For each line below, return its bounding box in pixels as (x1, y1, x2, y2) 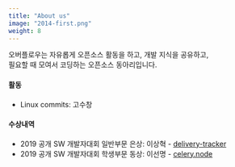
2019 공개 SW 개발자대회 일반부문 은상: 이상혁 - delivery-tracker (19, 139, 227, 148)
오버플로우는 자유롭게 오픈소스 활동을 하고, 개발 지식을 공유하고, (8, 50, 209, 60)
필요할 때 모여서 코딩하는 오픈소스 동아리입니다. (8, 60, 157, 69)
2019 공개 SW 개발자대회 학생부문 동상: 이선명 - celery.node (19, 148, 213, 158)
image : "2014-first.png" (8, 19, 92, 27)
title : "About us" (8, 11, 70, 20)
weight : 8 (8, 27, 42, 35)
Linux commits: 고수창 (19, 99, 93, 109)
